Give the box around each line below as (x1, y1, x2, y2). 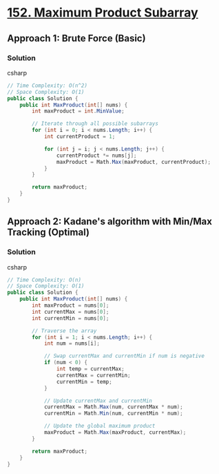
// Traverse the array (32, 327, 97, 334)
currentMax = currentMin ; (56, 372, 131, 379)
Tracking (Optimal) (7, 227, 90, 238)
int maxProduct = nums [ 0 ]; (32, 302, 109, 309)
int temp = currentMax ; (56, 366, 125, 372)
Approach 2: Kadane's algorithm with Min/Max (7, 216, 212, 227)
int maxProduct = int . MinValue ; (32, 108, 125, 115)
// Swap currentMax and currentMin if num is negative (43, 352, 205, 360)
